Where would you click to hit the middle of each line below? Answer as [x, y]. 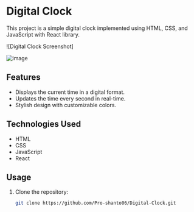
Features [23, 77]
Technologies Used [43, 124]
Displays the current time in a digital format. [70, 92]
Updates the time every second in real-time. [70, 98]
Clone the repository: [42, 192]
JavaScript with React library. [43, 34]
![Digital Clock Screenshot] [40, 46]
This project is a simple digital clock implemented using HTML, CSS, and [97, 28]
